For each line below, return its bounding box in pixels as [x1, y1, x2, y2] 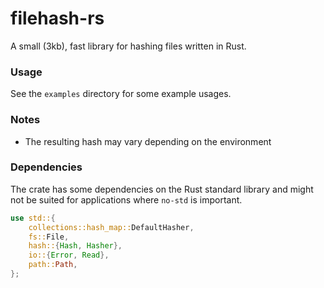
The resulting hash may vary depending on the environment [24, 135, 272, 147]
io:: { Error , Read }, [28, 250, 110, 261]
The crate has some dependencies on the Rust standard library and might [10, 183, 314, 195]
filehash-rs [10, 7, 105, 30]
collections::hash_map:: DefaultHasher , [28, 222, 195, 232]
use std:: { [10, 213, 56, 223]
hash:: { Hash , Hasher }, [28, 241, 123, 251]
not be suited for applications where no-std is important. [10, 193, 243, 206]
